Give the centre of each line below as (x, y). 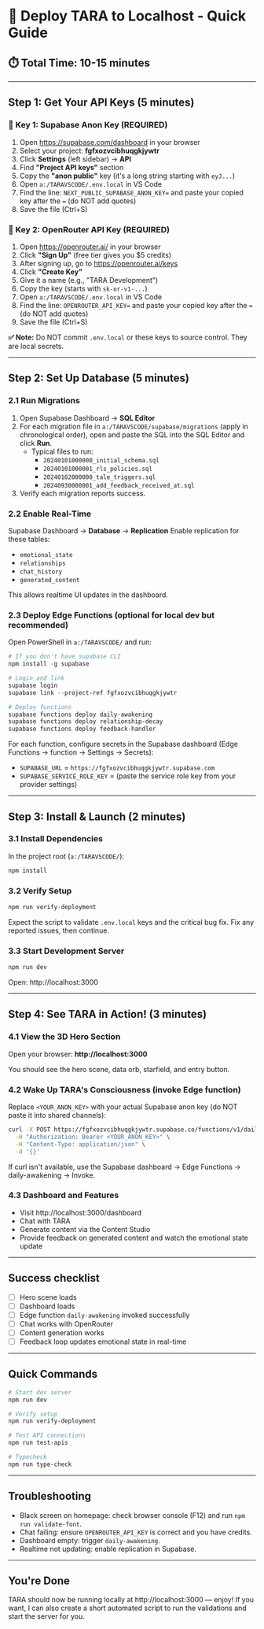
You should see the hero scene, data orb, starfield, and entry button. (119, 1069)
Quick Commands (53, 1374)
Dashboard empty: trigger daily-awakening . (90, 1540)
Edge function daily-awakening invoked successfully (104, 1315)
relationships (42, 563)
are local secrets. (36, 346)
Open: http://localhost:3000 (53, 982)
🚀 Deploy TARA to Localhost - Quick (127, 16)
